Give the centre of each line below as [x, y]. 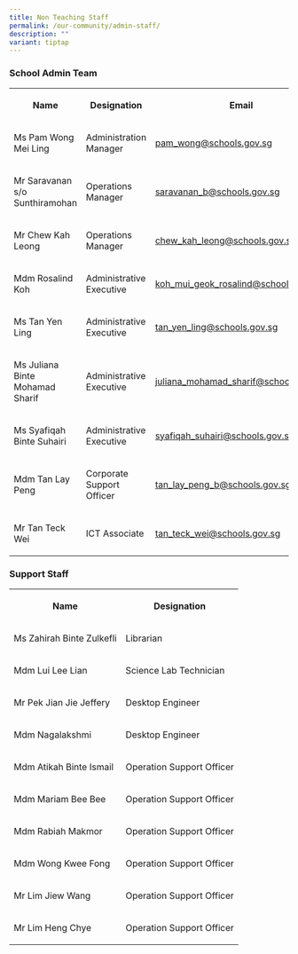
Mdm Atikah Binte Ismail [63, 767]
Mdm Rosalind [43, 278]
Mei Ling [32, 148]
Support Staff [39, 574]
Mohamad [35, 387]
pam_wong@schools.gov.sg [214, 143]
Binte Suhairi [40, 441]
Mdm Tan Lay [42, 478]
